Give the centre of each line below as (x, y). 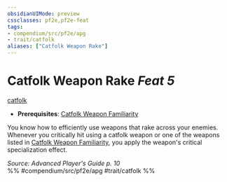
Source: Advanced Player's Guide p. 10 (64, 163)
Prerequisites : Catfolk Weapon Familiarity (78, 113)
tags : (15, 27)
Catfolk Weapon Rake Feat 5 (91, 81)
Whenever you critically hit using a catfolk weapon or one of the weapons (113, 134)
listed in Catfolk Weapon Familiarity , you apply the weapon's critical (105, 142)
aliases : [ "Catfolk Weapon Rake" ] (58, 46)
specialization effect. (37, 149)
